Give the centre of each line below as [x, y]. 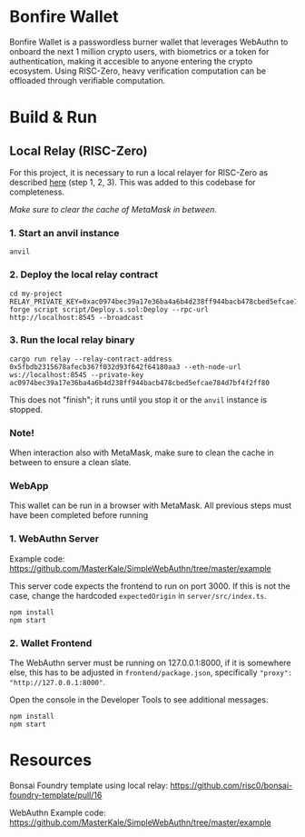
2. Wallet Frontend [51, 643]
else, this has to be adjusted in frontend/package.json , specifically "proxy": [151, 673]
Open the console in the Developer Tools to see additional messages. [139, 700]
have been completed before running [79, 515]
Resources [51, 760]
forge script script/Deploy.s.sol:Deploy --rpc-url [109, 309]
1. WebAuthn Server [54, 539]
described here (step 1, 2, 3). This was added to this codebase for [133, 182]
